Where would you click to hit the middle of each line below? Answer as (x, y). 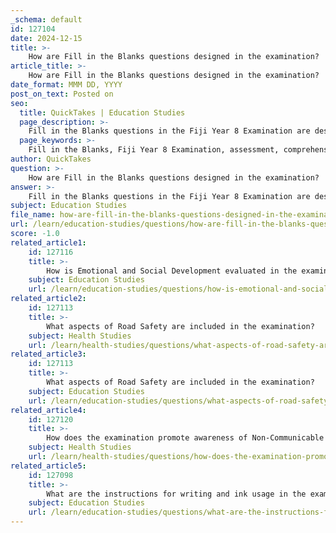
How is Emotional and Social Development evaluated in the (172, 271)
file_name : (33, 215)
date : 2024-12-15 (46, 38)
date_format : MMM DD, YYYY (66, 85)
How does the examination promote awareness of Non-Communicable (185, 438)
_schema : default (46, 19)
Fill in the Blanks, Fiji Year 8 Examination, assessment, (154, 150)
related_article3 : (48, 354)
